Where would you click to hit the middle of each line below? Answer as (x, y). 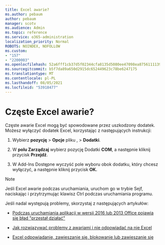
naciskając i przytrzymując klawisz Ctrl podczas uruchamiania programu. (79, 194)
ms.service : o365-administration (39, 37)
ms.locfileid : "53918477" (31, 87)
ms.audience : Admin (25, 28)
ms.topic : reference (26, 32)
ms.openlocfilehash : (26, 64)
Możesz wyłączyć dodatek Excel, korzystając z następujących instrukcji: (78, 130)
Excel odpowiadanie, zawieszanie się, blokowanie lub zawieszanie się (83, 237)
